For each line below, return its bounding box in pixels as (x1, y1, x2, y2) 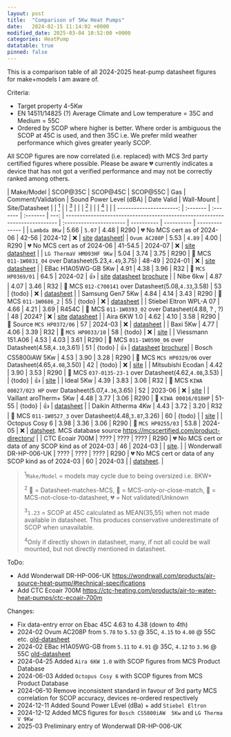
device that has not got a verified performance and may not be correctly (7, 167, 212, 175)
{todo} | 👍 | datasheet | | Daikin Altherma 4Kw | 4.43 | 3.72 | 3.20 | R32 (19, 402, 223, 410)
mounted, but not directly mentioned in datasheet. (23, 545, 167, 553)
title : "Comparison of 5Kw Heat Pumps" (7, 17, 125, 24)
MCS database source (58, 426, 122, 434)
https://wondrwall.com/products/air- (112, 572, 216, 580)
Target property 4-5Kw (17, 102, 83, 110)
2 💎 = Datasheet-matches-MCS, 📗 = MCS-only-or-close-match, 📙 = (23, 485, 217, 494)
